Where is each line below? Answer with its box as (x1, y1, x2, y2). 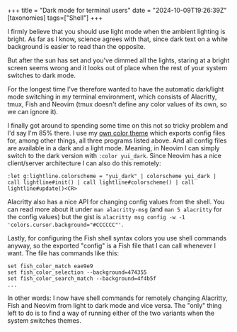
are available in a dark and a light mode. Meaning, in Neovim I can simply (7, 144, 220, 152)
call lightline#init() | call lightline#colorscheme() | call (7, 179, 195, 186)
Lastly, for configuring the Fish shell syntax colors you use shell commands (7, 234, 227, 242)
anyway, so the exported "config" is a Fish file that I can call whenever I (7, 241, 216, 250)
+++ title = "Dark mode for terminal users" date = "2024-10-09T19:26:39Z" (7, 6, 228, 14)
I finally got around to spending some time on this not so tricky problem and (7, 121, 229, 130)
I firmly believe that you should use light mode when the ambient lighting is (7, 28, 226, 35)
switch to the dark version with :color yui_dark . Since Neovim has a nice (7, 152, 221, 160)
